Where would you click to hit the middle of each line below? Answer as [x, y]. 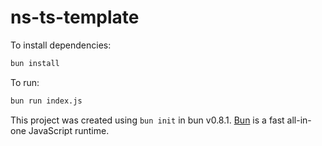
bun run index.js [46, 101]
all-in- [299, 120]
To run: [25, 82]
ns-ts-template [75, 17]
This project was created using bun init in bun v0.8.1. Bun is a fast [147, 120]
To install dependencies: [61, 45]
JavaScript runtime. [69, 130]
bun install [35, 63]
